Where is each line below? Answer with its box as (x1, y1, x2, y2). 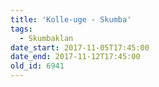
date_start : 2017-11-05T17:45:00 (10, 42, 150, 53)
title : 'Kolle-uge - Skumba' (10, 14, 132, 25)
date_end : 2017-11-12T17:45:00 (10, 52, 141, 62)
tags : (10, 24, 33, 34)
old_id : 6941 (10, 61, 65, 71)
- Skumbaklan (19, 33, 74, 43)
